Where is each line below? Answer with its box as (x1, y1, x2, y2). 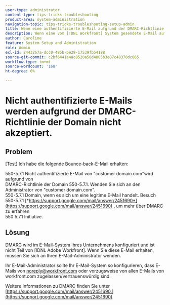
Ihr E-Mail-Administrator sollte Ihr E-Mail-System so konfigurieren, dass (5, 262, 155, 269)
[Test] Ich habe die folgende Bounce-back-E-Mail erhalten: (5, 161, 129, 167)
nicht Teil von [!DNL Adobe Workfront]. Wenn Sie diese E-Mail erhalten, (5, 247, 154, 253)
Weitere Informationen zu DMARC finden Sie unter (5, 283, 110, 289)
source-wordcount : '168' (5, 64, 58, 69)
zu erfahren (5, 208, 30, 214)
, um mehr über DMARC (113, 203, 163, 209)
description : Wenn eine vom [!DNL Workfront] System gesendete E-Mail (5, 31, 157, 36)
